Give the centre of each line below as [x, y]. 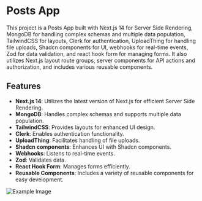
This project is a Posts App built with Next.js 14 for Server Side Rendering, [99, 28]
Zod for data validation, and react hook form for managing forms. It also [97, 53]
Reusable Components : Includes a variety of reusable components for [104, 173]
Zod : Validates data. [40, 160]
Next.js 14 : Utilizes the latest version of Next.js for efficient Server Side [105, 101]
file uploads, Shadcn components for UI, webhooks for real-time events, [97, 47]
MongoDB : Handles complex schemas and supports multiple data [98, 114]
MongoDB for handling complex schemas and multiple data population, [96, 34]
